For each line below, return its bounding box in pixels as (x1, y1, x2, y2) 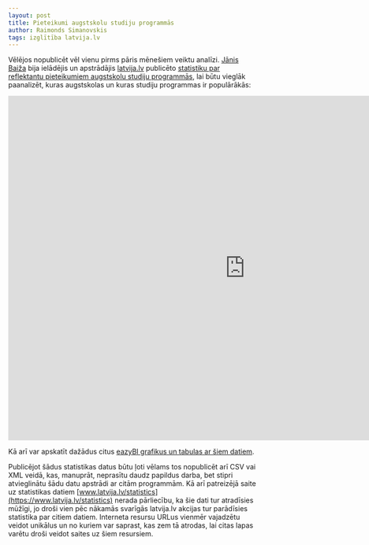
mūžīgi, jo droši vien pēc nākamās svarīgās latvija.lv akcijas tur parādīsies (8, 504, 248, 513)
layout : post (8, 11, 51, 20)
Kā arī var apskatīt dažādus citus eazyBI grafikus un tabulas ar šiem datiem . (8, 447, 255, 457)
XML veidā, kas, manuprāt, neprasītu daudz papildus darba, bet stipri (8, 470, 233, 480)
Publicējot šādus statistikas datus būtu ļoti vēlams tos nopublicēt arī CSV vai (8, 462, 256, 472)
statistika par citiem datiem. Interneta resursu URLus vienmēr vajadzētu (8, 513, 240, 522)
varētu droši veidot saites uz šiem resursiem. (8, 529, 154, 539)
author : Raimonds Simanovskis (8, 26, 108, 34)
